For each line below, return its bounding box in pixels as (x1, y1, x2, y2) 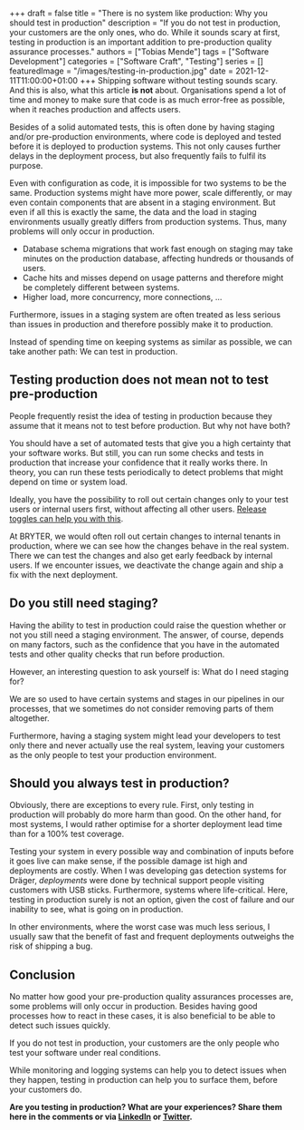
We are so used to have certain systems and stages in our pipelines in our (9, 693, 285, 704)
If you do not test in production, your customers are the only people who (9, 1037, 280, 1048)
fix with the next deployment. (9, 569, 119, 580)
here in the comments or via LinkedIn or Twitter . (9, 1111, 193, 1123)
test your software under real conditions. (9, 1047, 161, 1058)
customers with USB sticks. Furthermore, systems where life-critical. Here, (9, 884, 288, 896)
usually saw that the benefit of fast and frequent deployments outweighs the (9, 931, 295, 942)
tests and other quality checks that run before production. (9, 648, 225, 659)
